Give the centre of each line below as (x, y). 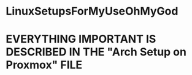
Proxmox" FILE (44, 65)
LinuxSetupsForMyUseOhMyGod (92, 11)
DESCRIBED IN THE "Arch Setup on (96, 52)
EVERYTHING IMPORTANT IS (81, 39)
